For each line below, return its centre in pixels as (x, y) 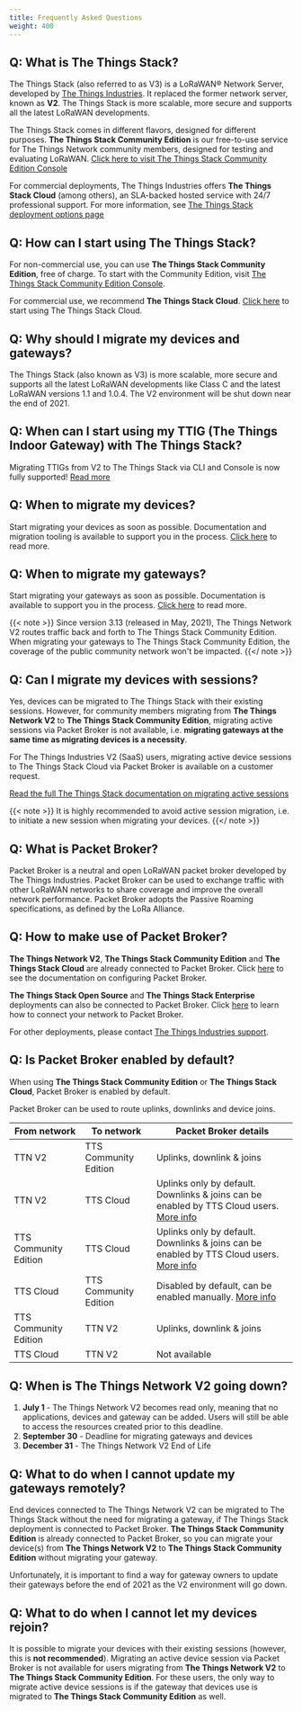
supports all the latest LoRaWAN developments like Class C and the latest (145, 384)
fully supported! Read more (60, 477)
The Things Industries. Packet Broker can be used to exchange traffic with (147, 880)
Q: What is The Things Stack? (94, 63)
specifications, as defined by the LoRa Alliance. (97, 909)
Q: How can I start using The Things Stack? (133, 242)
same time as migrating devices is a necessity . (98, 739)
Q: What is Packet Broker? (84, 849)
